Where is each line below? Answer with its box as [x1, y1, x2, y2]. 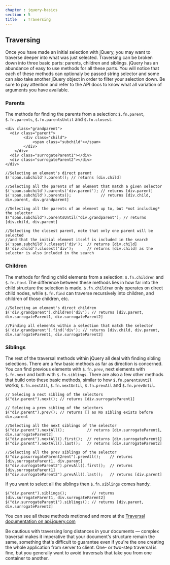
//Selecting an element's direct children [5, 305, 96, 310]
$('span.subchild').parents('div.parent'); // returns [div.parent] [5, 188, 153, 193]
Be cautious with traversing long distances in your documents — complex [5, 528, 159, 535]
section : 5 [5, 12, 30, 17]
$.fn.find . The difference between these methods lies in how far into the [5, 279, 158, 285]
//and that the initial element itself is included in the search [5, 237, 149, 243]
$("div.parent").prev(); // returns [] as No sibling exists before [5, 410, 153, 415]
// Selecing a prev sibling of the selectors [5, 406, 103, 411]
